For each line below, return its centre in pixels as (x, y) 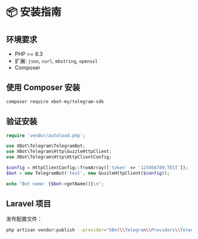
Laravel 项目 (29, 204)
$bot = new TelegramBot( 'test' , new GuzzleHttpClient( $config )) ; (88, 173)
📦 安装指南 (34, 12)
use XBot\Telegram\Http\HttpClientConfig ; (59, 157)
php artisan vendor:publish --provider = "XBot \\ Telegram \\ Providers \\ (93, 230)
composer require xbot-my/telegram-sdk (55, 102)
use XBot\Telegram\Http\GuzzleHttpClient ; (59, 152)
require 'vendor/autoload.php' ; (46, 135)
